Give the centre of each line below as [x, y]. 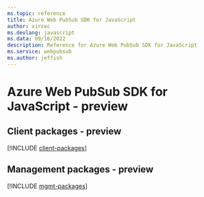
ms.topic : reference [37, 13]
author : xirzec [29, 26]
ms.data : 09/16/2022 [37, 39]
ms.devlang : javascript [41, 32]
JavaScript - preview [68, 106]
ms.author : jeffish [35, 58]
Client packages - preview [64, 132]
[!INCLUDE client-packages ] [47, 148]
